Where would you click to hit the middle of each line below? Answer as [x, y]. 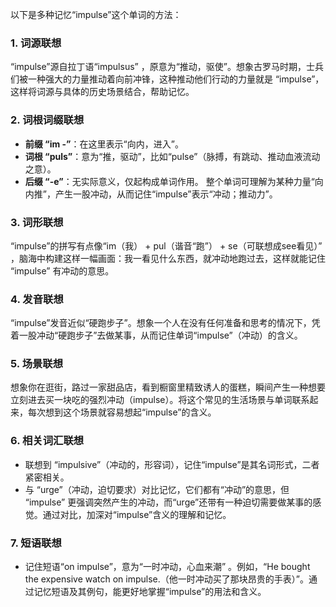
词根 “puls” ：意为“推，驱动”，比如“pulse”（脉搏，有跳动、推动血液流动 [172, 156]
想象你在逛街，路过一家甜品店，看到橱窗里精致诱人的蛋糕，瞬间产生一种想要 [168, 387]
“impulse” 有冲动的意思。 [62, 270]
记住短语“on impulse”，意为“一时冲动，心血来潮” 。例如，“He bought [167, 567]
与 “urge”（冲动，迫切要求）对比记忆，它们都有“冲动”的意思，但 [157, 489]
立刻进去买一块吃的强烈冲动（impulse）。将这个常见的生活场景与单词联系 [160, 400]
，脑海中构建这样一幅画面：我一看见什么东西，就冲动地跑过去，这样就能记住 [168, 258]
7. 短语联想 [36, 543]
